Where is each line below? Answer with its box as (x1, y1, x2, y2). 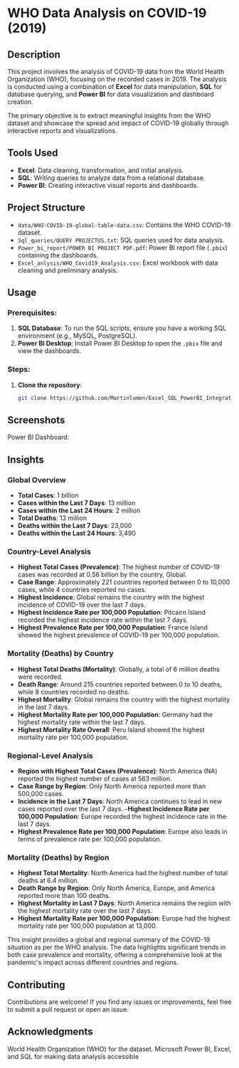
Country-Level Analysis (7, 546, 91, 556)
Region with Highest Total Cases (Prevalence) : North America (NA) (17, 766, 218, 775)
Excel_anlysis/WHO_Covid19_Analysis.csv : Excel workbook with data (17, 258, 218, 267)
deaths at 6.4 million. (17, 877, 80, 885)
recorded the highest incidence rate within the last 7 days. (17, 615, 188, 624)
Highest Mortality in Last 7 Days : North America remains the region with (17, 899, 231, 908)
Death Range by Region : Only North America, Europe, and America (17, 884, 216, 892)
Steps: (7, 364, 31, 374)
